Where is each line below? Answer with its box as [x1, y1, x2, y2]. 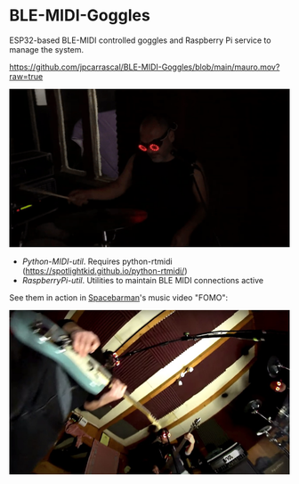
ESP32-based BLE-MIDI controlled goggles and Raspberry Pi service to [9, 35, 271, 45]
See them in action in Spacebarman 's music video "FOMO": [9, 291, 229, 303]
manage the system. [9, 44, 85, 54]
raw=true [9, 70, 44, 81]
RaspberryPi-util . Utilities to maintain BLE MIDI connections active [21, 275, 264, 285]
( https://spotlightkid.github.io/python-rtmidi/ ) [21, 265, 188, 276]
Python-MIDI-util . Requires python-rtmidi [21, 256, 173, 267]
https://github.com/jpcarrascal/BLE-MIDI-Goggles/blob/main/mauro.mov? [9, 62, 280, 72]
